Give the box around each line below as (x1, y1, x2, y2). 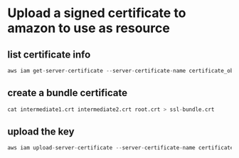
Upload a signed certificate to (7, 5, 186, 21)
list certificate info (7, 48, 91, 60)
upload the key (7, 125, 75, 137)
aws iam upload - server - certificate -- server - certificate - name (7, 144, 196, 152)
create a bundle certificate (7, 87, 128, 99)
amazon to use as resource (7, 20, 171, 36)
